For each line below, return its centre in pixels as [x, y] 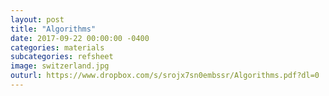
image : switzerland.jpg [60, 66]
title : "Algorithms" [53, 29]
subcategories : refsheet [62, 57]
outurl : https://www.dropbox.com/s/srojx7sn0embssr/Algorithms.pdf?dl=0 [165, 76]
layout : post [37, 19]
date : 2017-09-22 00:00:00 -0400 [80, 38]
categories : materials [57, 47]
